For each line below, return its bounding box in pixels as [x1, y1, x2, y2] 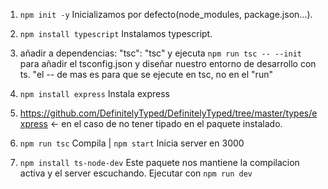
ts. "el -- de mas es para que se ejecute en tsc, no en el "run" [19, 69, 273, 80]
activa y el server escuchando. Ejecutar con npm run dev [19, 167, 253, 179]
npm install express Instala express [19, 88, 170, 99]
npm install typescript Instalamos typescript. [19, 28, 213, 39]
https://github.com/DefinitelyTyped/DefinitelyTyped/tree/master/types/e [19, 107, 318, 119]
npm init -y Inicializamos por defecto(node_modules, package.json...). [19, 9, 313, 20]
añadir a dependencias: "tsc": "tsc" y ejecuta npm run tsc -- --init [19, 47, 302, 59]
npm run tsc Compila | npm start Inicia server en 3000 [19, 137, 245, 149]
